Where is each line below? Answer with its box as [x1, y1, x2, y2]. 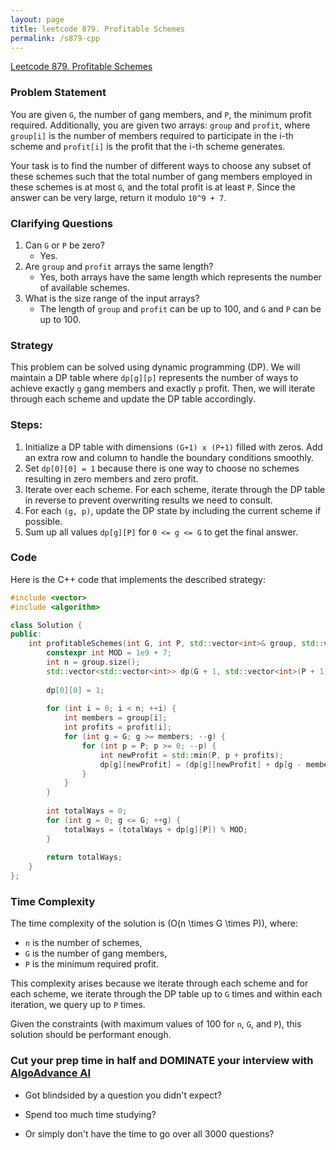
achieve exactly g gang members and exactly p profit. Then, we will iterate [10, 382, 316, 395]
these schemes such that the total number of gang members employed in [10, 170, 313, 182]
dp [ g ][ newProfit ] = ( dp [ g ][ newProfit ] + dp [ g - [99, 759, 302, 770]
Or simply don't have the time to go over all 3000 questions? [24, 1127, 275, 1140]
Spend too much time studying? [24, 1108, 157, 1120]
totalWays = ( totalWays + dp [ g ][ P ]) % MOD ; [63, 824, 248, 835]
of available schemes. [39, 281, 130, 293]
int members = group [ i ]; [63, 713, 168, 723]
